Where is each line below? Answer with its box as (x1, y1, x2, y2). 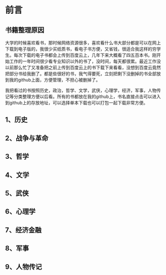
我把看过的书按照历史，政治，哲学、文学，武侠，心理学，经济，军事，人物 (5, 88, 157, 93)
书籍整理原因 (5, 26, 44, 34)
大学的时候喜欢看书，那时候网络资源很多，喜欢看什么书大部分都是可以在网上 (5, 40, 161, 46)
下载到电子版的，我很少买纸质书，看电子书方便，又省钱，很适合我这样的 (5, 46, 152, 52)
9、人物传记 (5, 263, 42, 271)
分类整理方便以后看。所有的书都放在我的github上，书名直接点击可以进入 (13, 93, 161, 99)
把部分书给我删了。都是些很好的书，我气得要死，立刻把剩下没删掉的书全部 (5, 71, 157, 77)
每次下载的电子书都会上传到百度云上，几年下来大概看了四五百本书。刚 (13, 52, 157, 58)
